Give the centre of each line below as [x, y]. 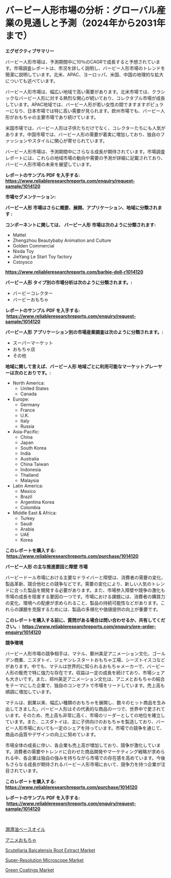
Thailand [30, 475]
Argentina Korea [37, 502]
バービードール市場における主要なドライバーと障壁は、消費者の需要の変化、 [85, 577]
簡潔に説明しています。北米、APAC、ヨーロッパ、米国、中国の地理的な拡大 [84, 74]
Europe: [21, 399]
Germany [30, 404]
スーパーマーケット [33, 343]
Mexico [28, 491]
